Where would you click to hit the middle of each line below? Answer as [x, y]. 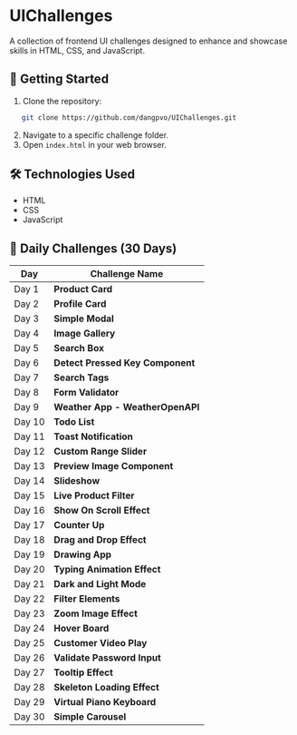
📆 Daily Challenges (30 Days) [93, 248]
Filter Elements [87, 599]
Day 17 [29, 525]
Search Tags [81, 377]
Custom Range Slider [101, 452]
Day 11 [29, 436]
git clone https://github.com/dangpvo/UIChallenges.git [129, 118]
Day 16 [29, 511]
